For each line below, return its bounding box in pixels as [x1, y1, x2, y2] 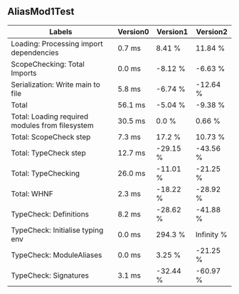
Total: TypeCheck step [11, 148, 87, 158]
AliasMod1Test [7, 6, 75, 18]
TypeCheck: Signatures [11, 270, 90, 280]
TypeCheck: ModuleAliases [11, 250, 102, 260]
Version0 [117, 26, 149, 36]
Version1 [156, 26, 188, 36]
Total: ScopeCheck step [11, 131, 91, 141]
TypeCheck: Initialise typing [11, 225, 104, 235]
